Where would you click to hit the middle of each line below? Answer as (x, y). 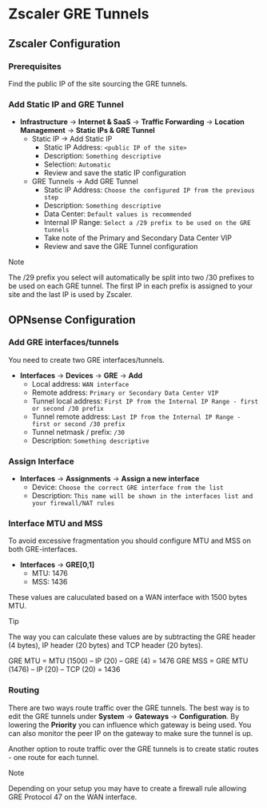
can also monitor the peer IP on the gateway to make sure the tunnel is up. (131, 733)
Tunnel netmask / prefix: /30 (78, 432)
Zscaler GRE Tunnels (79, 14)
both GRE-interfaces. (43, 549)
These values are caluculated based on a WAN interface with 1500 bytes (128, 597)
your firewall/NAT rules (73, 504)
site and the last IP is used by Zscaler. (71, 295)
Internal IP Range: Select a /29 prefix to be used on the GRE (147, 223)
